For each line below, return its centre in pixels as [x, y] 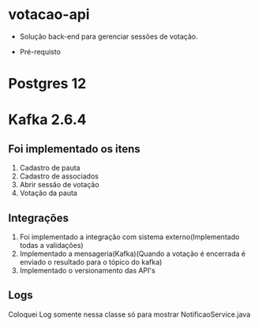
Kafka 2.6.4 [47, 120]
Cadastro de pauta [50, 168]
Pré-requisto [40, 51]
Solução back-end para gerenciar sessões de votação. [109, 36]
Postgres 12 [47, 84]
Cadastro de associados [59, 176]
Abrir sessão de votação [60, 185]
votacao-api [49, 15]
